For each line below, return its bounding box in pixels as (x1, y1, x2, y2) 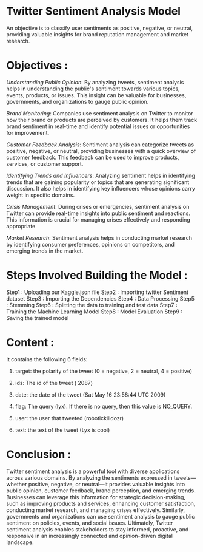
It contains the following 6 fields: (6, 355, 88, 363)
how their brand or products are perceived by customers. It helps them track (6, 116, 198, 123)
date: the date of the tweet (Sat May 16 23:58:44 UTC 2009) (15, 390, 166, 398)
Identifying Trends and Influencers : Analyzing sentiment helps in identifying (6, 172, 195, 179)
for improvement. (6, 129, 50, 136)
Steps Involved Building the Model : (6, 268, 188, 282)
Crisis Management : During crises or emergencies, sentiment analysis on (6, 203, 190, 210)
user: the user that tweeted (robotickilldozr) (15, 414, 124, 421)
